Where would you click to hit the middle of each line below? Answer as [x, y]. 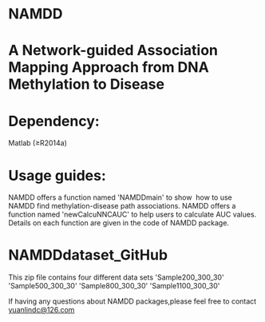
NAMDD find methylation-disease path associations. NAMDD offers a [122, 206]
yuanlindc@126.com [42, 310]
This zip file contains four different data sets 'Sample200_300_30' [117, 277]
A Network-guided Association [113, 51]
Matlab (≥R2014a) [38, 143]
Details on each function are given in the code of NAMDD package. [119, 223]
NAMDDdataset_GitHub [88, 255]
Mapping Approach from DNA [109, 68]
